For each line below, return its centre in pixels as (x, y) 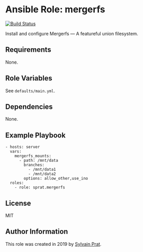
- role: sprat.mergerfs (40, 188)
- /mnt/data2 (42, 174)
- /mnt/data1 (42, 170)
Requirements (28, 50)
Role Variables (29, 78)
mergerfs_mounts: (33, 156)
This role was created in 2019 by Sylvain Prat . (53, 244)
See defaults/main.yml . (30, 90)
